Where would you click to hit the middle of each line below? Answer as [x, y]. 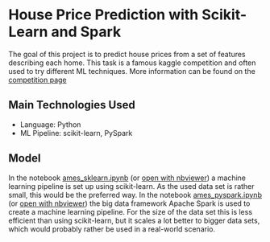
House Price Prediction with [104, 15]
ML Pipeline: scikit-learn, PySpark [76, 133]
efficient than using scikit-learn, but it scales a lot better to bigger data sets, [134, 220]
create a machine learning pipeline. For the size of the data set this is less [130, 211]
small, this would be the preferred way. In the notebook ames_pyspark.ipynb [135, 195]
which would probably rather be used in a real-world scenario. [112, 229]
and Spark [86, 32]
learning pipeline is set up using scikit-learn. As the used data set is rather [132, 186]
